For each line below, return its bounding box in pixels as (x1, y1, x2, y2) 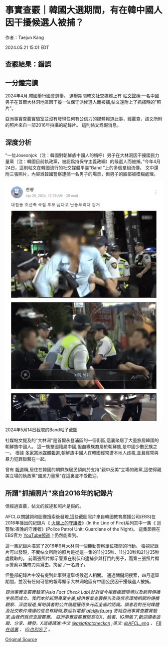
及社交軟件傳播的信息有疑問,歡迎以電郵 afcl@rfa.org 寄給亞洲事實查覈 (5, 608, 149, 614)
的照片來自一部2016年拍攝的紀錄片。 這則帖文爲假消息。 (5, 122, 121, 128)
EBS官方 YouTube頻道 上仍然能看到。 (5, 532, 81, 538)
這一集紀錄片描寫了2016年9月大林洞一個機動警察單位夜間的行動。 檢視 (5, 543, 151, 549)
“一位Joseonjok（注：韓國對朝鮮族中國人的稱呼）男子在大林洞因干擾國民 (5, 152, 156, 158)
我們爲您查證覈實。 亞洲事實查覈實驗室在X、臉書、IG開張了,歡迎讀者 (15, 614, 156, 620)
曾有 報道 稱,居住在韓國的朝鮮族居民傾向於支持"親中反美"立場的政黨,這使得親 (5, 467, 162, 473)
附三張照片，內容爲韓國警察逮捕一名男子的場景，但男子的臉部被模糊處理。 (5, 170, 158, 177)
